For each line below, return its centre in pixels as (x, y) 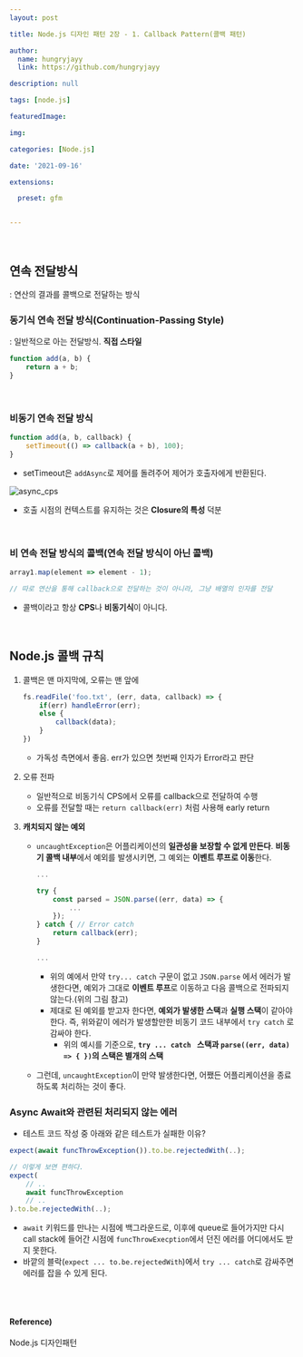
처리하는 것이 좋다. (93, 1086)
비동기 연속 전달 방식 (51, 418)
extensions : (32, 182)
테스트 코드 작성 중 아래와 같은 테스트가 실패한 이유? (114, 1134)
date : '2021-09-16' (46, 166)
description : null (44, 84)
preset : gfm (40, 199)
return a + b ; (52, 367)
